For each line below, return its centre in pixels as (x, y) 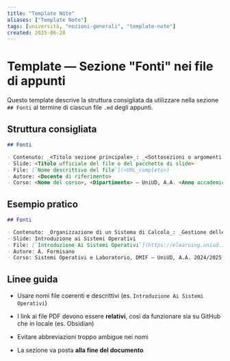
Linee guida (33, 279)
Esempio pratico (43, 204)
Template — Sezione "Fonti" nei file (110, 67)
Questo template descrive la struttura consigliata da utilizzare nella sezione (113, 100)
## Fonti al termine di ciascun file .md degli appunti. (80, 108)
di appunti (37, 81)
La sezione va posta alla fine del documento (80, 350)
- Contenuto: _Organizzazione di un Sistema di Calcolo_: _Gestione (107, 232)
